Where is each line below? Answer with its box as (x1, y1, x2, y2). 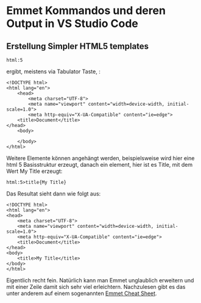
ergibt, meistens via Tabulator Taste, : (6, 68, 100, 75)
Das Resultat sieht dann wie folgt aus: (6, 190, 101, 197)
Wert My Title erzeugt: (6, 167, 63, 175)
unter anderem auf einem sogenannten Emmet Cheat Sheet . (6, 290, 157, 297)
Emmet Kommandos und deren (6, 4, 166, 18)
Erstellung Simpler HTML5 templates (6, 41, 149, 51)
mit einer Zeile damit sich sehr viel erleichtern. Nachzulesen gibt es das (6, 283, 186, 290)
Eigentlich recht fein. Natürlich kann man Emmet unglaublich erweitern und (6, 277, 194, 284)
